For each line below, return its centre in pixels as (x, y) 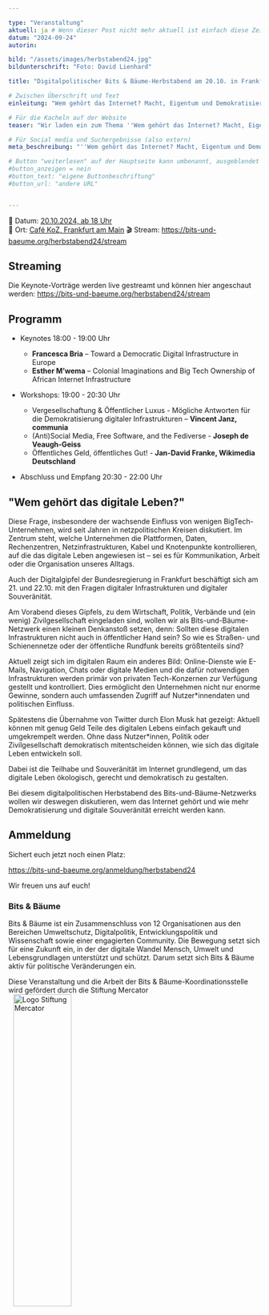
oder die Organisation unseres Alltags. (71, 564)
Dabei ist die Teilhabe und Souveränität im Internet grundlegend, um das (128, 769)
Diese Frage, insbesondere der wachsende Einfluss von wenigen (115, 522)
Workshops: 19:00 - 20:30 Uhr (70, 395)
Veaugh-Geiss (56, 444)
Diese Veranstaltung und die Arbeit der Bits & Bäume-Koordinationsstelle (128, 982)
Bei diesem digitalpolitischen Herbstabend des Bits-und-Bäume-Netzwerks (132, 793)
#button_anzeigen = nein (50, 169)
